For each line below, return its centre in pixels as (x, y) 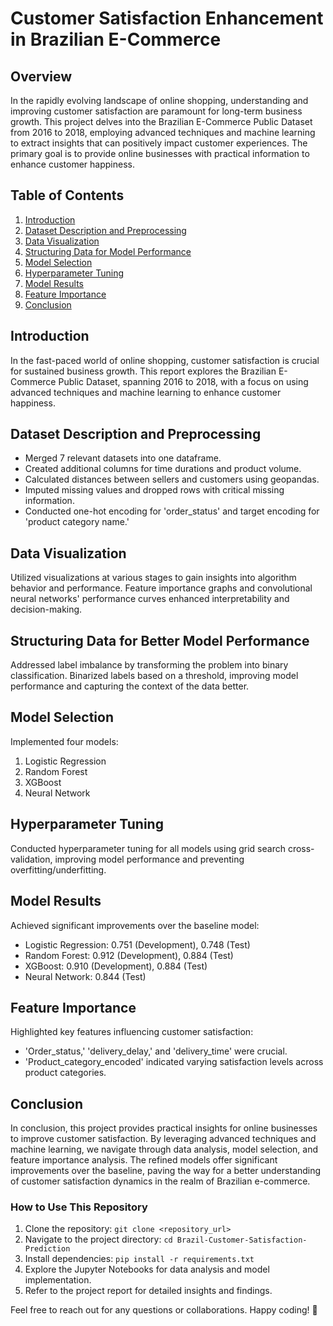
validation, (31, 859)
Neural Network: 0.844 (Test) (85, 976)
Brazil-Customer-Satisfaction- (242, 1240)
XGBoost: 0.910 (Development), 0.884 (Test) (116, 966)
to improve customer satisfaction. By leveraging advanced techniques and (163, 1139)
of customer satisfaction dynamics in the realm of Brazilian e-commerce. (160, 1181)
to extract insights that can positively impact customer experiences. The (159, 143)
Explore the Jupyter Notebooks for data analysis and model (147, 1269)
